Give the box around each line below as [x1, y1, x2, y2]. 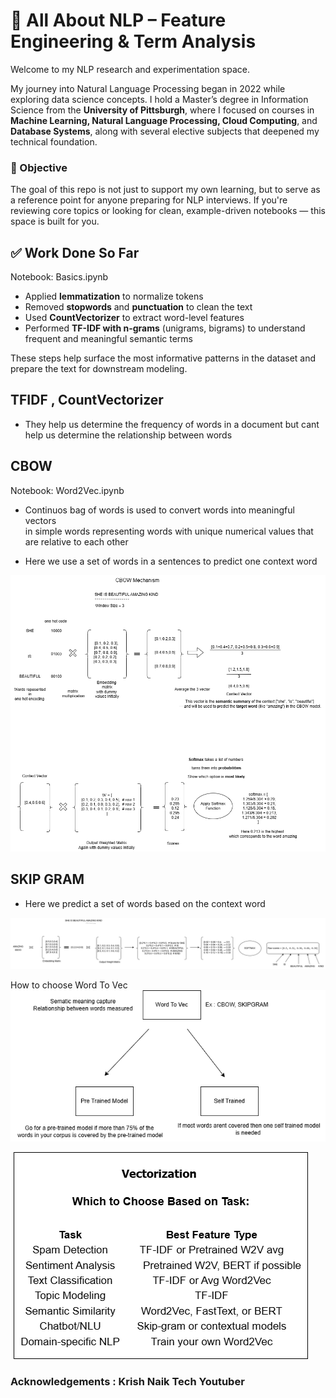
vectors [24, 514, 57, 526]
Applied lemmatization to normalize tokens [24, 290, 204, 303]
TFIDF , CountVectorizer [10, 392, 164, 409]
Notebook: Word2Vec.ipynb [10, 484, 125, 496]
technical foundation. [10, 135, 98, 148]
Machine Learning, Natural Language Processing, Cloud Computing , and [10, 114, 318, 126]
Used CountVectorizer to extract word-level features [24, 312, 245, 324]
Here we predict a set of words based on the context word [24, 897, 266, 909]
